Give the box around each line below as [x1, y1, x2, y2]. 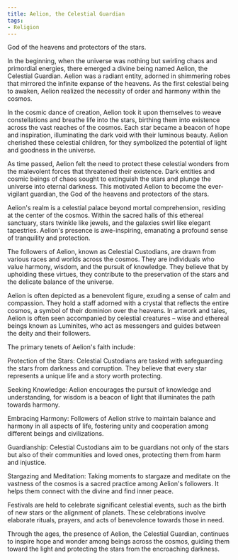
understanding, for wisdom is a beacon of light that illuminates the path [7, 393, 215, 402]
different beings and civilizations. [7, 429, 104, 438]
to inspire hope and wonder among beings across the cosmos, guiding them [7, 537, 230, 546]
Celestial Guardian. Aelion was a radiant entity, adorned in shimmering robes [7, 72, 231, 80]
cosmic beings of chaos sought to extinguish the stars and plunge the [7, 175, 211, 183]
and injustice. [7, 459, 47, 467]
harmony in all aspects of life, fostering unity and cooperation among [7, 422, 209, 430]
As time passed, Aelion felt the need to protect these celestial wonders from [7, 160, 229, 168]
